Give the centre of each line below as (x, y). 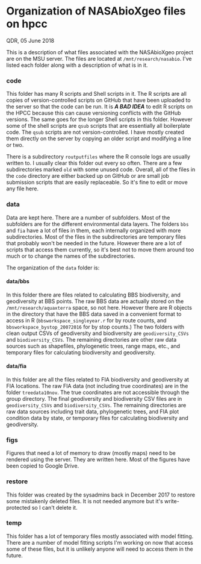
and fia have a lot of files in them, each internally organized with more (94, 230)
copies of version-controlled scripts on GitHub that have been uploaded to (98, 100)
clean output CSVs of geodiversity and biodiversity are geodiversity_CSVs (98, 333)
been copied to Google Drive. (43, 466)
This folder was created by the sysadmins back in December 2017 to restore (101, 495)
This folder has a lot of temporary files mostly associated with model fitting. (100, 536)
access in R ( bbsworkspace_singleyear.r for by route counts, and (86, 320)
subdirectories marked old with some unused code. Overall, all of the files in (101, 169)
